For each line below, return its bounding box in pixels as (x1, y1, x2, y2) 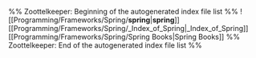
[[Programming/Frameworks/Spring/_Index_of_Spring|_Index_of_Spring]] (8, 24, 249, 33)
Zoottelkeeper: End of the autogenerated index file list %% (8, 41, 202, 50)
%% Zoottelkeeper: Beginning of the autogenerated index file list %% (8, 7, 239, 16)
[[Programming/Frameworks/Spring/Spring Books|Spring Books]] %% (8, 32, 241, 41)
